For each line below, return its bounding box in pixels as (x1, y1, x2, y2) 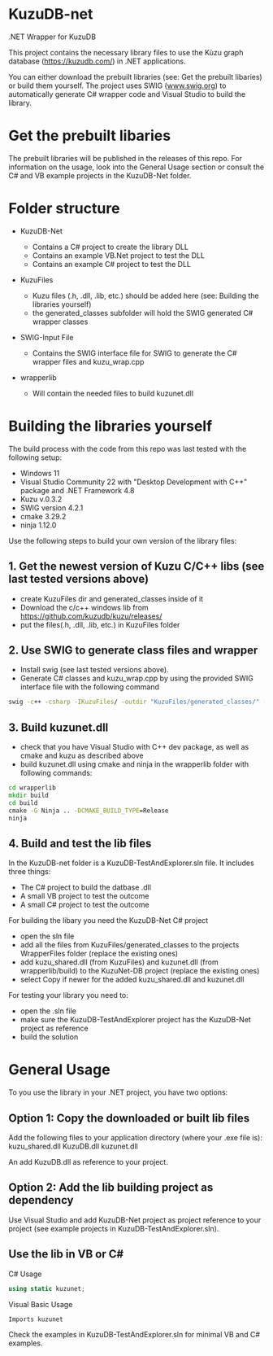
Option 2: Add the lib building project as (8, 1181, 214, 1195)
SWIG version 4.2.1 (19, 502, 84, 513)
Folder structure (8, 199, 120, 218)
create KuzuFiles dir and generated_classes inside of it (19, 593, 204, 603)
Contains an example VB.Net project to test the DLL (32, 250, 206, 260)
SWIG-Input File (19, 332, 74, 342)
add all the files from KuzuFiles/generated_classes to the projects (19, 940, 240, 950)
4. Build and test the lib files (8, 836, 152, 851)
